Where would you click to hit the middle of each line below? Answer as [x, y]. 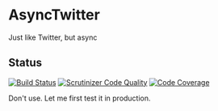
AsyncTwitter [55, 15]
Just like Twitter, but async [53, 37]
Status [25, 63]
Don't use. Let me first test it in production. [80, 98]
